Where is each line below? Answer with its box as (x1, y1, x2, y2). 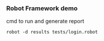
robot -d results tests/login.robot (6, 29, 98, 35)
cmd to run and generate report (6, 18, 85, 25)
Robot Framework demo (6, 4, 78, 12)
